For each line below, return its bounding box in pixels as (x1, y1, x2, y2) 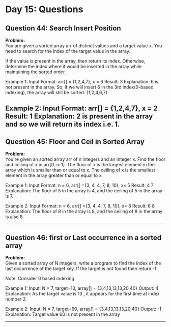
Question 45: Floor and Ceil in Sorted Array (5, 137, 145, 146)
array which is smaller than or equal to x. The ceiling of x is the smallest (5, 167, 155, 173)
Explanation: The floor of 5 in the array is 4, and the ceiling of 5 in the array (5, 188, 163, 194)
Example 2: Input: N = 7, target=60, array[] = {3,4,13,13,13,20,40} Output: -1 (5, 306, 162, 312)
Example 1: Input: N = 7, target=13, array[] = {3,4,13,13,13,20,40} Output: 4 (5, 285, 159, 291)
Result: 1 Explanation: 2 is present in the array (5, 112, 153, 121)
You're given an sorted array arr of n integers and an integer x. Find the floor (5, 156, 166, 162)
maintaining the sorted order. (5, 69, 66, 75)
